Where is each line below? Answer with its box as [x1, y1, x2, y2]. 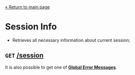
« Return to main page [5, 4, 50, 10]
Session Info [5, 21, 57, 32]
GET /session [5, 51, 44, 60]
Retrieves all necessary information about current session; [12, 37, 131, 43]
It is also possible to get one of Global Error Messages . [5, 64, 117, 70]
